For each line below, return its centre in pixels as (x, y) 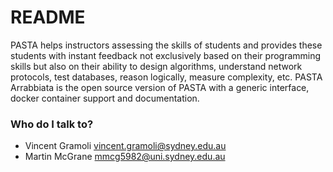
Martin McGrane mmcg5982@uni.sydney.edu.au (125, 157)
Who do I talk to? (52, 124)
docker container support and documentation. (105, 98)
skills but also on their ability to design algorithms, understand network (156, 66)
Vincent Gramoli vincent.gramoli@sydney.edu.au (125, 146)
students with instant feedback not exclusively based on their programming (166, 55)
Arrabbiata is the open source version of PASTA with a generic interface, (160, 87)
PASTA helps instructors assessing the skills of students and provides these (166, 45)
